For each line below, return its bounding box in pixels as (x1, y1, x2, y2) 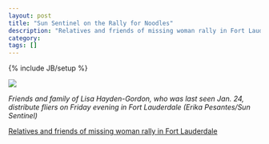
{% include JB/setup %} (8, 63, 88, 73)
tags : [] (8, 42, 38, 50)
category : (8, 34, 42, 42)
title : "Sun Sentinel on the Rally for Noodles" (8, 19, 174, 27)
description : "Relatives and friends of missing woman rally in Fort (8, 26, 246, 34)
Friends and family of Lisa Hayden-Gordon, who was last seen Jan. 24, (8, 94, 244, 104)
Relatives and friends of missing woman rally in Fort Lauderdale (8, 126, 218, 136)
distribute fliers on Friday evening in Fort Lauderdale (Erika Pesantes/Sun (8, 102, 251, 112)
